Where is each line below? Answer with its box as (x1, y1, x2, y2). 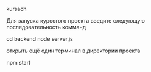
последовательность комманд (6, 24, 86, 31)
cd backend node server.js (6, 35, 73, 42)
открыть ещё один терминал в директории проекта (6, 47, 141, 54)
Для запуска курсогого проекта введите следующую (6, 17, 145, 24)
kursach (6, 5, 27, 12)
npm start (6, 59, 31, 66)
